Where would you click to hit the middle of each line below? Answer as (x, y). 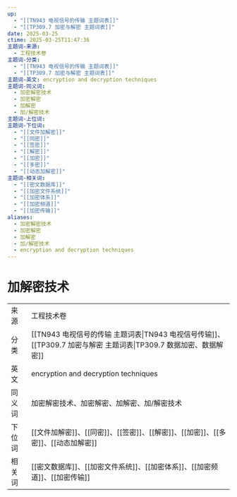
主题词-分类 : (24, 60)
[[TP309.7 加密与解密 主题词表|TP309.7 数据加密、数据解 (127, 345)
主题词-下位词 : (26, 125)
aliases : (20, 217)
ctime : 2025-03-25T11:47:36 (49, 40)
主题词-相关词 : (26, 178)
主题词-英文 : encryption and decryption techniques (82, 79)
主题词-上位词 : (26, 119)
